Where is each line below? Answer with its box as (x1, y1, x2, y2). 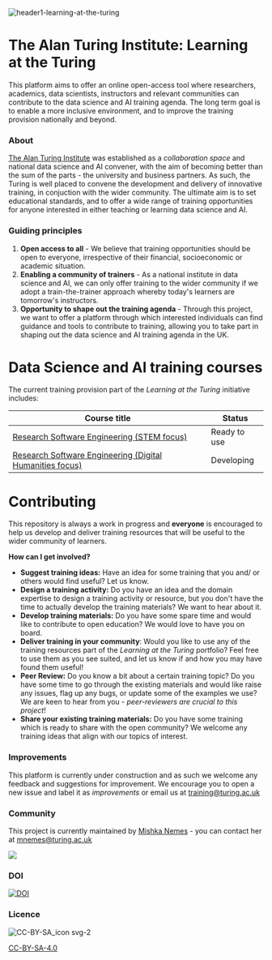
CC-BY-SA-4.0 (8, 943, 58, 953)
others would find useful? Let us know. (19, 576, 150, 586)
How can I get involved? (8, 552, 91, 562)
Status (222, 413, 249, 424)
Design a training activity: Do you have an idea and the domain (19, 585, 233, 595)
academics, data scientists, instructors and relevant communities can (8, 88, 240, 98)
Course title (84, 413, 131, 424)
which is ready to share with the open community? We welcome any (19, 722, 249, 733)
